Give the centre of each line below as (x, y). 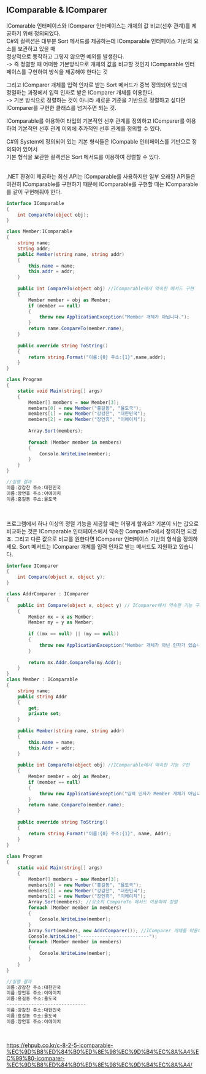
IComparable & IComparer (57, 10)
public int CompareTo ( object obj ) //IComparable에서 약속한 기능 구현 (104, 765)
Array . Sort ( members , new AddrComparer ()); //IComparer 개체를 (108, 930)
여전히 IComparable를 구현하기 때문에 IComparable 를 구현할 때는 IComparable (102, 184)
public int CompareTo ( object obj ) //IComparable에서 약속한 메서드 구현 (106, 289)
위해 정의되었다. (41, 33)
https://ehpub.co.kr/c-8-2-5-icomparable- (60, 1045)
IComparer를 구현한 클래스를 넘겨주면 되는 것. (61, 107)
